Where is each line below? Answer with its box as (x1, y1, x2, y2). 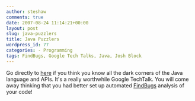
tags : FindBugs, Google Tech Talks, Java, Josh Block (6, 53, 142, 59)
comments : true (6, 14, 44, 20)
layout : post (6, 25, 39, 31)
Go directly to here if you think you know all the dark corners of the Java (6, 69, 183, 76)
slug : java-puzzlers (6, 31, 57, 37)
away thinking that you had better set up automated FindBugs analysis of (6, 81, 185, 89)
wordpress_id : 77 (6, 42, 49, 48)
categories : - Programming (6, 48, 73, 53)
